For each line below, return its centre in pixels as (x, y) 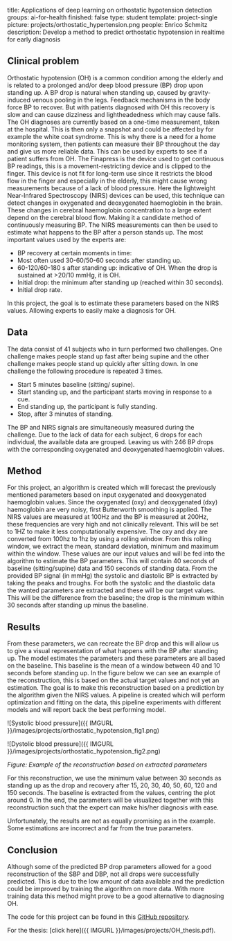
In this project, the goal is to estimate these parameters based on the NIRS (113, 303)
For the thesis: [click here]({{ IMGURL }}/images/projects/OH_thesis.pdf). (111, 931)
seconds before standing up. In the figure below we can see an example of (114, 673)
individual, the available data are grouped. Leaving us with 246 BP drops (110, 441)
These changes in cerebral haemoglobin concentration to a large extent (109, 210)
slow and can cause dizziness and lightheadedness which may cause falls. (114, 114)
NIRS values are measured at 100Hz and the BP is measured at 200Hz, (108, 517)
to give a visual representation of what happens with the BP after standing (113, 651)
